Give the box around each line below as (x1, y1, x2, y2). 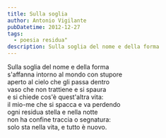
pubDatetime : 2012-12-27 (7, 23, 81, 30)
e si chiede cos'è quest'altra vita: (7, 93, 104, 101)
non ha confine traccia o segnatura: (7, 115, 112, 124)
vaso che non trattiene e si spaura (7, 86, 107, 93)
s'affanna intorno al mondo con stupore (7, 70, 122, 79)
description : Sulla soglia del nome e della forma (7, 43, 160, 50)
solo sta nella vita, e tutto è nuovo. (7, 123, 107, 131)
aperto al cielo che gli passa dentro (7, 78, 110, 86)
